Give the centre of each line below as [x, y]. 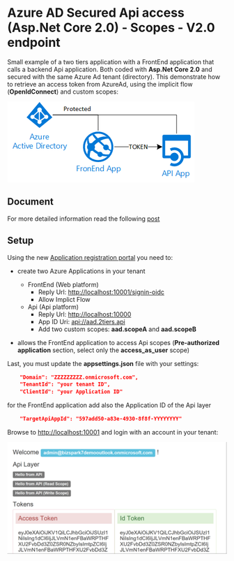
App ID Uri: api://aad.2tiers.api [81, 321]
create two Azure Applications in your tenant [81, 271]
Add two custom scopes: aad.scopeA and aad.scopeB [117, 329]
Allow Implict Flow [64, 299]
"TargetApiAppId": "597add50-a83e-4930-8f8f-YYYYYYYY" [101, 419]
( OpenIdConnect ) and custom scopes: [63, 92]
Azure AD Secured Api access [96, 13]
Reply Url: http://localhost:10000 [85, 314]
